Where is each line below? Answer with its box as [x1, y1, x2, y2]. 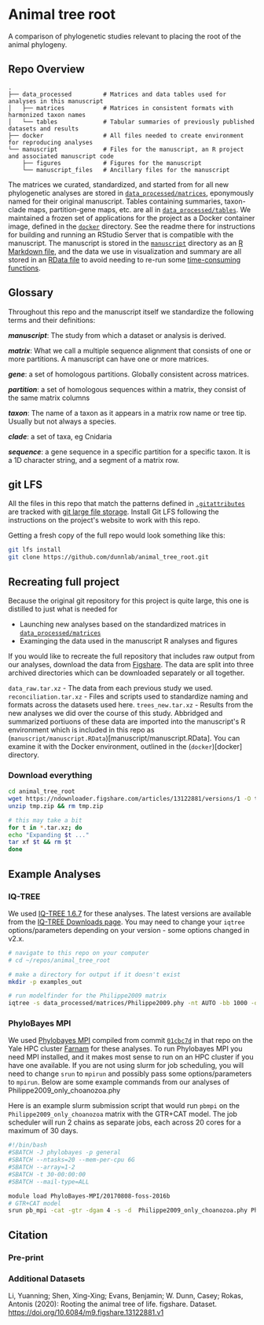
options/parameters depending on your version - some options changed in [8, 925, 250, 934]
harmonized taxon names [8, 111, 86, 119]
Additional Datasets [8, 1273, 86, 1284]
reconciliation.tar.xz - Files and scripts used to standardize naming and [8, 692, 248, 701]
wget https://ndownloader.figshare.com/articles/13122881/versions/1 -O [8, 795, 251, 803]
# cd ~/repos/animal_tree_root [8, 956, 111, 964]
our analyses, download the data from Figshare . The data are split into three [8, 659, 254, 669]
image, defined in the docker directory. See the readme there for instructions [8, 222, 255, 231]
